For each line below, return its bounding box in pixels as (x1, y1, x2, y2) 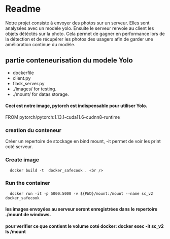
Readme (5, 3, 41, 15)
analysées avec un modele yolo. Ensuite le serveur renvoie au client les (5, 25, 154, 31)
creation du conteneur (5, 126, 62, 133)
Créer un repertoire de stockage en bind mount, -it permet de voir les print (5, 138, 161, 145)
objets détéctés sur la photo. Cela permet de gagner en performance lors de (5, 30, 165, 37)
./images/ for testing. (12, 86, 57, 92)
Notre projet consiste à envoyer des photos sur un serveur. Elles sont (5, 20, 150, 26)
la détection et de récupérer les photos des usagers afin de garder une (5, 36, 153, 42)
